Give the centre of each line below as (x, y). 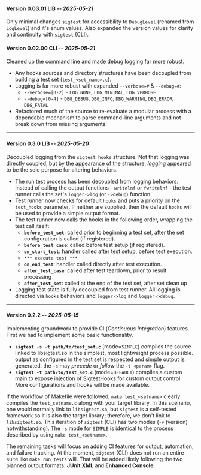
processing (38, 276)
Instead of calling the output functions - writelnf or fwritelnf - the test (103, 187)
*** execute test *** (51, 258)
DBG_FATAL (36, 106)
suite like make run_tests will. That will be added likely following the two (95, 459)
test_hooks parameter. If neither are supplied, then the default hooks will (103, 206)
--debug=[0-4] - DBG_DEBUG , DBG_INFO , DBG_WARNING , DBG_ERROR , (99, 98)
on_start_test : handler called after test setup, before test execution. (108, 251)
